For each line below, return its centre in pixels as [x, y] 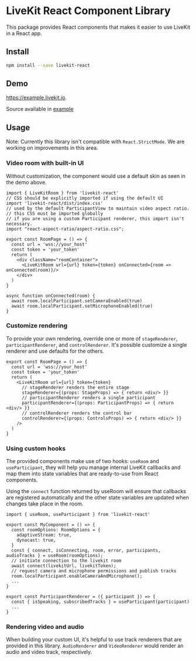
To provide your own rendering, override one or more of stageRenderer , [92, 338]
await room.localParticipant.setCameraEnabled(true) [77, 301]
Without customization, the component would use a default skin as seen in [96, 176]
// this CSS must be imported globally [55, 213]
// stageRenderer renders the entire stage [75, 387]
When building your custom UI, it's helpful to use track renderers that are [94, 640]
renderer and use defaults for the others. [55, 351]
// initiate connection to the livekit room [66, 561]
